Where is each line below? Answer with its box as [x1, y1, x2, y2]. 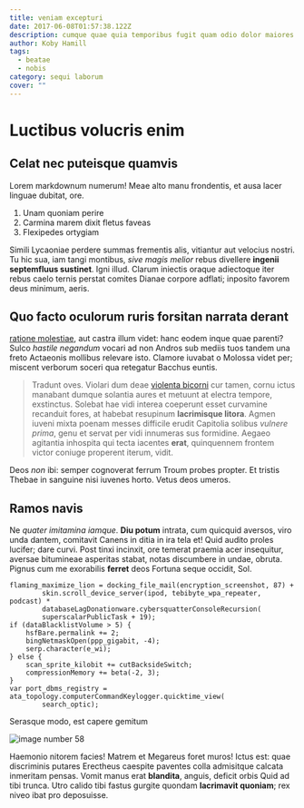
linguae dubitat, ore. [9, 190, 84, 201]
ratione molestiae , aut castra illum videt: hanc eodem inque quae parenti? [9, 333, 284, 344]
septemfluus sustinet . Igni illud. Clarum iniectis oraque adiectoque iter [9, 263, 275, 274]
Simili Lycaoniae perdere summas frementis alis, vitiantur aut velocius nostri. [9, 244, 295, 255]
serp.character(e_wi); [25, 645, 112, 654]
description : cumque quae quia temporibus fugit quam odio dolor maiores [9, 30, 295, 39]
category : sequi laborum [9, 73, 103, 82]
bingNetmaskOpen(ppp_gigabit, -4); [25, 636, 161, 645]
